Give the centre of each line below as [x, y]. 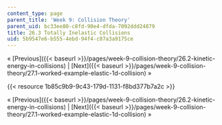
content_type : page [35, 13]
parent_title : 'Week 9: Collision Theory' [69, 20]
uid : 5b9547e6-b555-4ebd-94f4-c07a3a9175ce [70, 39]
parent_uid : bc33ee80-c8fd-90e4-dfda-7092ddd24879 [81, 26]
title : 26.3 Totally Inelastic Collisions [69, 33]
